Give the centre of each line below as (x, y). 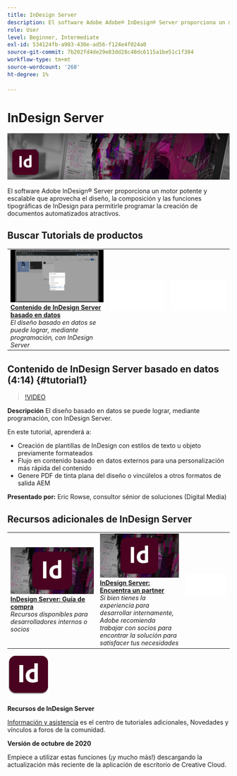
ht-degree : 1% (28, 74)
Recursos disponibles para (49, 614)
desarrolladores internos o (49, 622)
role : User (23, 30)
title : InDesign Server (42, 15)
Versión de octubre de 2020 (49, 743)
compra (22, 607)
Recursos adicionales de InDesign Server (100, 519)
